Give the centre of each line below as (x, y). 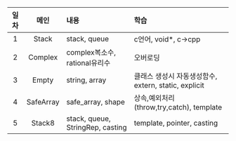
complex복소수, (91, 52)
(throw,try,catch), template (178, 107)
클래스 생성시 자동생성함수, (176, 76)
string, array (86, 80)
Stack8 (43, 123)
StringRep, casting (97, 127)
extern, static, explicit (169, 85)
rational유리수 (88, 63)
